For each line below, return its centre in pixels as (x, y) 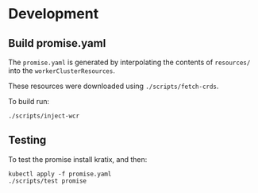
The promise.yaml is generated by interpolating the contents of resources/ (129, 62)
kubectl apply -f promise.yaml (60, 174)
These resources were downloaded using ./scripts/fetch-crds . (114, 86)
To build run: (29, 101)
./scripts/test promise (48, 181)
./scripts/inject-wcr (44, 116)
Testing (27, 140)
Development (54, 14)
